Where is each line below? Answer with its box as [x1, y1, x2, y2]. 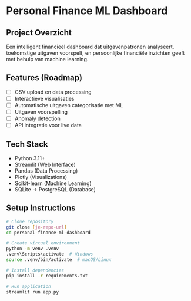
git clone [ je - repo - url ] [6, 224, 67, 230]
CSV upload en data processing [14, 88, 92, 95]
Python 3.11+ [14, 155, 46, 161]
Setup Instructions [6, 203, 76, 213]
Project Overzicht [6, 28, 72, 38]
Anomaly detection [14, 115, 61, 122]
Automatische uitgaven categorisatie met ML [14, 101, 123, 108]
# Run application [6, 283, 51, 289]
